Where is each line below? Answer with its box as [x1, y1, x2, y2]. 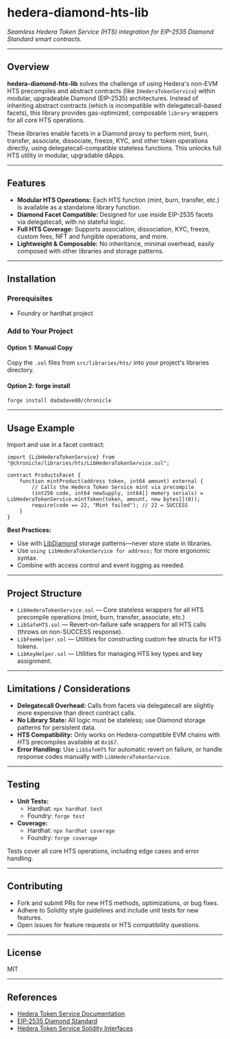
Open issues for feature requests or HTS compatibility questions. [16, 920, 201, 928]
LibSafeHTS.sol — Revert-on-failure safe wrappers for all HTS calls [16, 620, 207, 629]
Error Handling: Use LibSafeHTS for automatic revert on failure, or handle [16, 745, 222, 753]
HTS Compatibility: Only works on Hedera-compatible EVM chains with [16, 730, 220, 739]
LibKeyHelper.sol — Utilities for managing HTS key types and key [16, 650, 203, 658]
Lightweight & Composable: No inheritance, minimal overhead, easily [16, 239, 214, 248]
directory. [7, 366, 34, 374]
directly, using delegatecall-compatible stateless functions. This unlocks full [7, 144, 222, 152]
